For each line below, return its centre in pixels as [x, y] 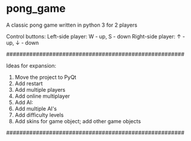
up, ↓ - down [23, 43]
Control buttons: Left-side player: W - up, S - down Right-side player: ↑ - [96, 36]
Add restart [29, 83]
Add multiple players [40, 89]
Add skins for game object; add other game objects [78, 121]
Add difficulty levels [39, 115]
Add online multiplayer [42, 96]
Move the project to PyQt [46, 77]
